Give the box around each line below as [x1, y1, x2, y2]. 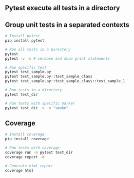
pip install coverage [5, 137, 49, 142]
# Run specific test [5, 65, 47, 70]
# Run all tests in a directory [5, 47, 71, 52]
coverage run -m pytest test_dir [5, 150, 73, 155]
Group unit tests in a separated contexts [5, 21, 130, 29]
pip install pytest [5, 38, 45, 43]
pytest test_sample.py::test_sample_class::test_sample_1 [5, 78, 125, 84]
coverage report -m [5, 154, 45, 159]
